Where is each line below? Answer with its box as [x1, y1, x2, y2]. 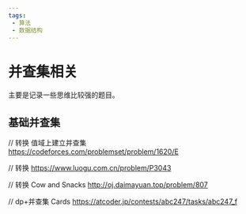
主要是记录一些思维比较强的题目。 [8, 90, 119, 99]
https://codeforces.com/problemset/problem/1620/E [8, 147, 180, 156]
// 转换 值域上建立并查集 [8, 138, 87, 148]
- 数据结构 [11, 26, 44, 34]
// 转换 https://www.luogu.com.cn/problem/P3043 [8, 163, 172, 173]
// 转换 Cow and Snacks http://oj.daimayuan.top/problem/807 [8, 180, 208, 190]
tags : [8, 11, 26, 20]
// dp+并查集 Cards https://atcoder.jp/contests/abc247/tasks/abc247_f [8, 197, 238, 206]
